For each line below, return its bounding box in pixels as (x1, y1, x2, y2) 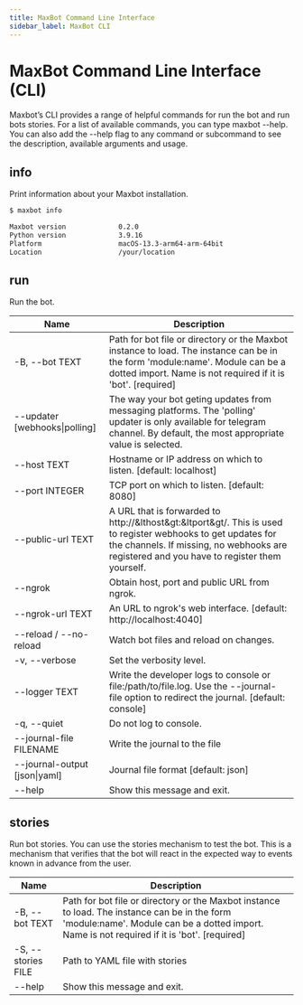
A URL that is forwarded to (108, 505, 221, 518)
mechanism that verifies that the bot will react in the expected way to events (9, 849, 293, 859)
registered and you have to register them (108, 550, 281, 563)
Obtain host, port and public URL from (108, 576, 270, 588)
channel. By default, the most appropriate (108, 427, 285, 439)
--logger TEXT (14, 686, 79, 699)
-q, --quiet (14, 718, 64, 730)
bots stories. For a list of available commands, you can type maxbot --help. (9, 119, 289, 130)
